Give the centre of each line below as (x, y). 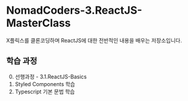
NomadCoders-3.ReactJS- (74, 10)
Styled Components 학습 (45, 84)
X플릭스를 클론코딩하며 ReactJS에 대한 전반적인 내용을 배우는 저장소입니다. (94, 40)
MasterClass (39, 23)
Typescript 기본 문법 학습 (45, 91)
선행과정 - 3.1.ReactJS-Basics (51, 76)
